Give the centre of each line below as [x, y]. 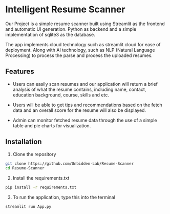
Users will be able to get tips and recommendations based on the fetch [87, 105]
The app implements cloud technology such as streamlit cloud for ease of [83, 44]
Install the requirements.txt [41, 178]
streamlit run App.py [28, 207]
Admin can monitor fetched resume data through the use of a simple [85, 120]
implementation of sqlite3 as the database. [50, 34]
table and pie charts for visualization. [52, 125]
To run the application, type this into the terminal [64, 197]
